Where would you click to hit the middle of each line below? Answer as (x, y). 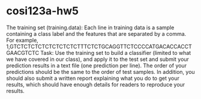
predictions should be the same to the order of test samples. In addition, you (100, 72)
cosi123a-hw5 (43, 11)
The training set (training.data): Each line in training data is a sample (90, 27)
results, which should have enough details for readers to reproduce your (96, 84)
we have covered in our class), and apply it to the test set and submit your (97, 59)
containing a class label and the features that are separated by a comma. (96, 33)
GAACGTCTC (23, 52)
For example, (22, 40)
